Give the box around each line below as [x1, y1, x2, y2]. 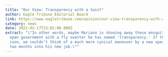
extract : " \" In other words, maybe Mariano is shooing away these [5, 30, 146, 35]
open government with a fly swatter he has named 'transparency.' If [9, 35, 157, 40]
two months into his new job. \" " [9, 44, 79, 49]
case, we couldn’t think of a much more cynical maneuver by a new [9, 40, 153, 45]
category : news [5, 21, 37, 26]
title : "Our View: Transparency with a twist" [5, 7, 104, 12]
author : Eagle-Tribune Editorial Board [5, 12, 88, 17]
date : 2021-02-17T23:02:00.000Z [5, 26, 72, 31]
